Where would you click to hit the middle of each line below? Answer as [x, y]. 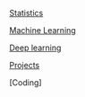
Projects [25, 65]
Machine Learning [42, 30]
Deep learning [35, 48]
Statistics [26, 13]
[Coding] [25, 83]
